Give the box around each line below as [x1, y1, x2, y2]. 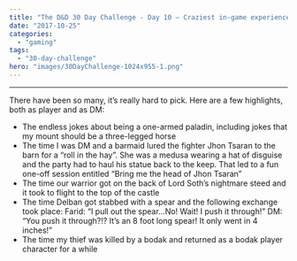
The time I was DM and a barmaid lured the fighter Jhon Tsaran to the [21, 140, 276, 150]
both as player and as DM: [9, 104, 105, 115]
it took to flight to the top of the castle [21, 187, 160, 197]
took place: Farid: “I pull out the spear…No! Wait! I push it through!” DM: [21, 205, 283, 217]
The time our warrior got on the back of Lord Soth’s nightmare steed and [21, 178, 286, 188]
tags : [9, 46, 29, 55]
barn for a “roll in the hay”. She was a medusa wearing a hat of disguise [21, 150, 283, 160]
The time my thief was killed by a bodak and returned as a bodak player [21, 234, 283, 244]
